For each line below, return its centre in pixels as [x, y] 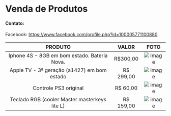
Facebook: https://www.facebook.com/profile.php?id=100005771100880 [81, 35]
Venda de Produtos [47, 9]
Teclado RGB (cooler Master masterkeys [58, 100]
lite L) [58, 106]
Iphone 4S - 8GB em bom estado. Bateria [58, 55]
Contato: [15, 23]
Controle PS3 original [58, 88]
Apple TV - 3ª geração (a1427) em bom [58, 70]
